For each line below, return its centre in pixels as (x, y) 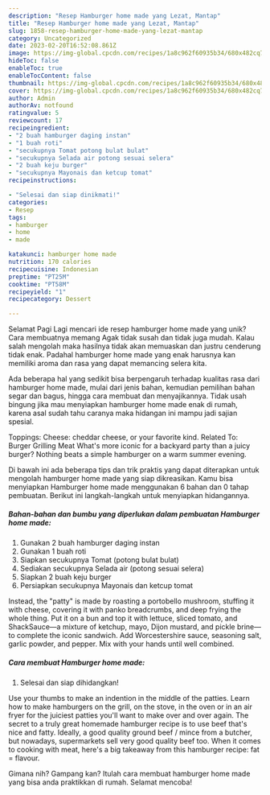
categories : (28, 202)
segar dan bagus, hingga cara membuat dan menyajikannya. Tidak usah (127, 396)
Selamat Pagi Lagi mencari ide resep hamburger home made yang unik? (127, 329)
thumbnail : (27, 83)
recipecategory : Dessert (50, 299)
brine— (249, 627)
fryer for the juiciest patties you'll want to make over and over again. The (129, 715)
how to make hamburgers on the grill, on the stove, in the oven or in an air (131, 707)
